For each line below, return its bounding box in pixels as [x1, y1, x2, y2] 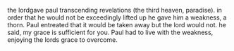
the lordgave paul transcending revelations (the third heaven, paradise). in [7, 6, 222, 14]
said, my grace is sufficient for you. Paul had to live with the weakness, [7, 28, 214, 36]
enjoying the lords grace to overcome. [7, 36, 118, 44]
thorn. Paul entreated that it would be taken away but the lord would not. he [7, 21, 227, 29]
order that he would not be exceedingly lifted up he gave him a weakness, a [7, 13, 227, 22]
